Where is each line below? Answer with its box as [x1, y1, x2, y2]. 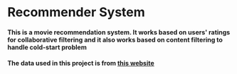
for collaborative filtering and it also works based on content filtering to [7, 35, 223, 44]
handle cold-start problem [7, 43, 87, 51]
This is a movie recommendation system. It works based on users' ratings [7, 27, 231, 36]
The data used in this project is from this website [7, 59, 154, 68]
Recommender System [7, 4, 146, 20]
